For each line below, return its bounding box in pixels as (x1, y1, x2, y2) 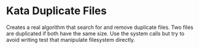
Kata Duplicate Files (6, 4, 107, 18)
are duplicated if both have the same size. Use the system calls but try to (6, 30, 185, 37)
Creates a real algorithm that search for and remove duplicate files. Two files (6, 24, 194, 31)
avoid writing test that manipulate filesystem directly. (6, 36, 135, 43)
